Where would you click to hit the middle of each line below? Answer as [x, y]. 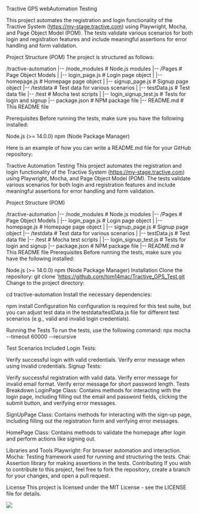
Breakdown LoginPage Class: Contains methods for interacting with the [94, 390]
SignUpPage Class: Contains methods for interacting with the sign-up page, [99, 415]
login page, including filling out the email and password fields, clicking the [97, 397]
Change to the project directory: [45, 283]
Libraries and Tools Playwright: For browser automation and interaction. [94, 450]
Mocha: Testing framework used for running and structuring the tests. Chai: [99, 457]
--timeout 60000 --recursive [41, 336]
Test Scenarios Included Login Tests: [51, 348]
